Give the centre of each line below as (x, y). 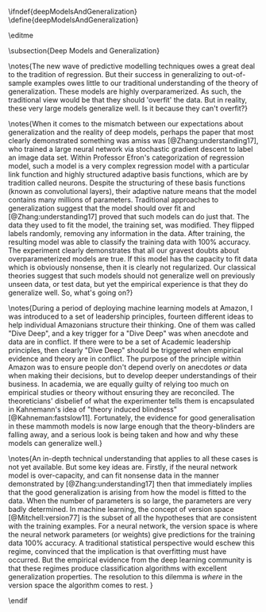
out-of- (234, 74)
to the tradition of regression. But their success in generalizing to (114, 74)
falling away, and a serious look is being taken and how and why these (123, 435)
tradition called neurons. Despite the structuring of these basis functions (127, 183)
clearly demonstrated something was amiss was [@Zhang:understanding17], (133, 141)
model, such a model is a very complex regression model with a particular (129, 166)
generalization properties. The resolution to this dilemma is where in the (126, 577)
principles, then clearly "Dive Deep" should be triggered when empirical (126, 350)
